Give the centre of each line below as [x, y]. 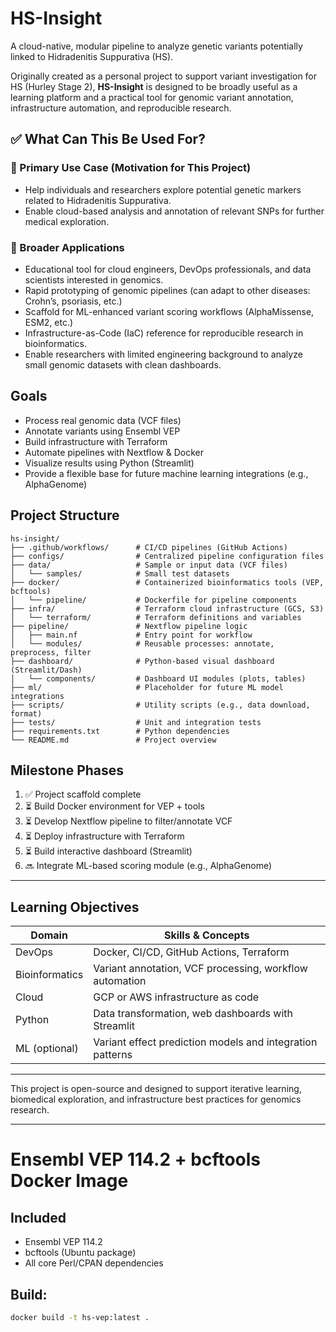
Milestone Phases [67, 770]
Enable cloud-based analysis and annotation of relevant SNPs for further [174, 211]
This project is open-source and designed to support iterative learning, [156, 1089]
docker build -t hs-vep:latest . [80, 1317]
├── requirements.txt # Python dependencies [120, 731]
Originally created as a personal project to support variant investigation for [164, 76]
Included [38, 1217]
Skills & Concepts [206, 935]
